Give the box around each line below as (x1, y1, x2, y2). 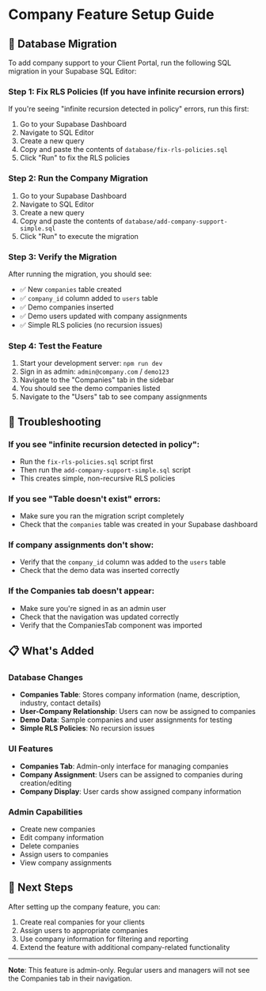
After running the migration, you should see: (8, 269, 152, 279)
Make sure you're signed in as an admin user (19, 603, 166, 613)
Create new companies (19, 825, 96, 834)
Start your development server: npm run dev (19, 359, 163, 368)
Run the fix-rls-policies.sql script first (19, 457, 154, 466)
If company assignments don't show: (8, 540, 154, 551)
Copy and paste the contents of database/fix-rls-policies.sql (19, 145, 228, 154)
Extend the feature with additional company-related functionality (19, 942, 230, 951)
